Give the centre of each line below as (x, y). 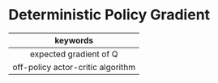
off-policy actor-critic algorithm (74, 67)
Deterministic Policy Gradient (109, 15)
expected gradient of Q (74, 54)
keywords (74, 40)
